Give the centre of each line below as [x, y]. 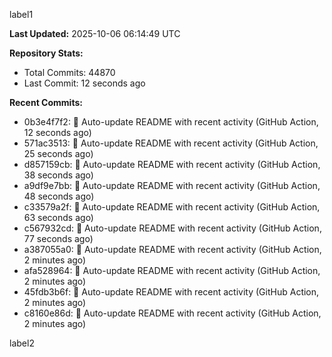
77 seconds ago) [58, 238]
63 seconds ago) [58, 217]
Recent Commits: [46, 102]
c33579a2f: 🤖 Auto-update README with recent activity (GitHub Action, [172, 207]
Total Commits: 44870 [69, 72]
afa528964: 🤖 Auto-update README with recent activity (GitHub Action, [172, 270]
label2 [22, 343]
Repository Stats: [46, 53]
